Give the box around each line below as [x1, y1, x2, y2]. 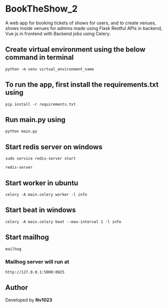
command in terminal [5, 53, 74, 62]
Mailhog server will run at [5, 258, 70, 265]
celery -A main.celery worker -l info [5, 192, 87, 197]
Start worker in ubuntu [5, 178, 79, 187]
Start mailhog [5, 233, 49, 242]
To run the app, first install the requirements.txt [5, 81, 159, 89]
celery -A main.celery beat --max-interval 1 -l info [5, 219, 122, 224]
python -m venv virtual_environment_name [5, 66, 94, 71]
